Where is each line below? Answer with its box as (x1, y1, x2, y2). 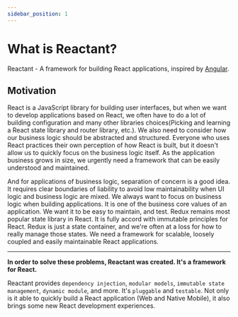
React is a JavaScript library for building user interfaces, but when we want (7, 103, 227, 112)
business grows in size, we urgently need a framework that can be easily (7, 156, 220, 165)
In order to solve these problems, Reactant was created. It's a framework (7, 258, 227, 266)
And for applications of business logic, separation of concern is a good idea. (7, 178, 231, 186)
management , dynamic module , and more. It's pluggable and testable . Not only (7, 287, 229, 295)
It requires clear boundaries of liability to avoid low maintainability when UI (7, 185, 225, 193)
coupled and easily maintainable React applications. (7, 238, 159, 246)
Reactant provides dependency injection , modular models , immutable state (7, 279, 225, 287)
